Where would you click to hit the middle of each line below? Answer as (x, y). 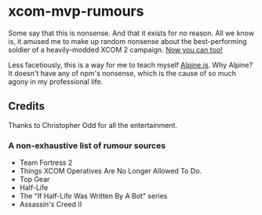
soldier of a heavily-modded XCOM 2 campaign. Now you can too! (115, 49)
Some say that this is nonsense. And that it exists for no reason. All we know (131, 33)
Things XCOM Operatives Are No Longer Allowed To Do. (111, 171)
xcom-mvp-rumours (76, 11)
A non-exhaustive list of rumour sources (87, 145)
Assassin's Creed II (51, 204)
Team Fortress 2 (46, 162)
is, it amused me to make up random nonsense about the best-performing (127, 41)
